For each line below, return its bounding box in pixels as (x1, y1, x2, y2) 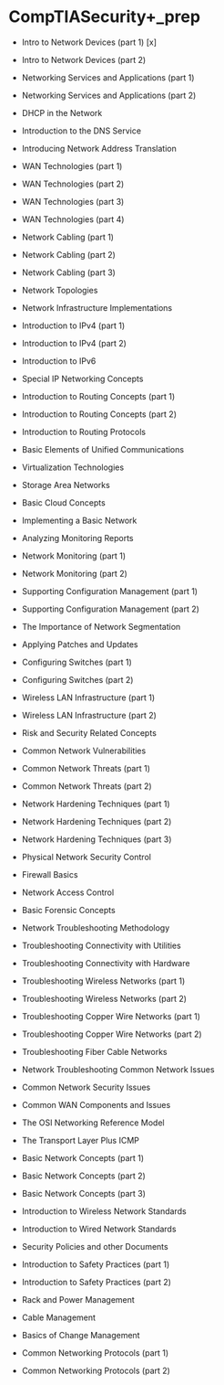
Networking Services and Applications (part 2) (21, 90, 197, 101)
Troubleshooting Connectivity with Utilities (21, 940, 181, 951)
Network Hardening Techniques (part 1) (21, 798, 170, 809)
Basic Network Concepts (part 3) (21, 1188, 147, 1199)
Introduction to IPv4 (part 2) (21, 337, 127, 348)
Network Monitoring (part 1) (21, 550, 127, 561)
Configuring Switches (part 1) (21, 656, 133, 667)
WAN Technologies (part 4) (21, 213, 125, 225)
